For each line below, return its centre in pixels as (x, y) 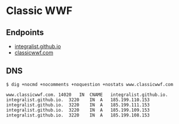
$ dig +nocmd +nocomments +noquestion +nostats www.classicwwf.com (90, 84)
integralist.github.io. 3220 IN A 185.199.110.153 (78, 100)
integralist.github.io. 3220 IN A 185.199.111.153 (78, 105)
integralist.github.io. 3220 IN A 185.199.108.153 (78, 115)
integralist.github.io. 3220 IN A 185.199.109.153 (78, 110)
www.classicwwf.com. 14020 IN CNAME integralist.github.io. (87, 95)
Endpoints (25, 32)
